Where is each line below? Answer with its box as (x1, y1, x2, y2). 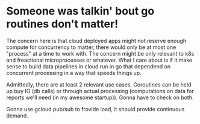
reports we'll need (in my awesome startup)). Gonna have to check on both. (6, 94, 194, 101)
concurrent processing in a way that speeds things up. (6, 69, 142, 76)
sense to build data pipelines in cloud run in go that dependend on (6, 62, 170, 70)
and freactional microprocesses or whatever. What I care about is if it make (6, 56, 193, 64)
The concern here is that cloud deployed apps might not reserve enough (6, 37, 187, 44)
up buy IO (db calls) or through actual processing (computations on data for (6, 87, 194, 94)
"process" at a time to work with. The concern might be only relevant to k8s (6, 50, 195, 57)
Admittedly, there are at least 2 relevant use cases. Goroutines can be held (6, 80, 192, 88)
